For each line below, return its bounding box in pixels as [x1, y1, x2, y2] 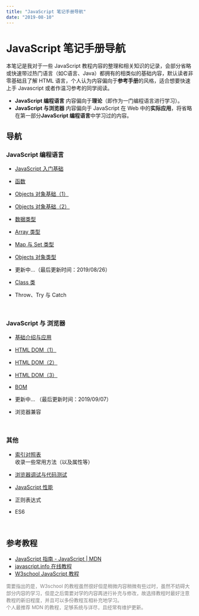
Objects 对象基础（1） [14, 191, 70, 198]
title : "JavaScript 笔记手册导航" [6, 8, 86, 15]
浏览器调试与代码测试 [14, 470, 67, 478]
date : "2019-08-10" [6, 14, 55, 20]
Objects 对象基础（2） [14, 203, 70, 210]
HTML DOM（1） [14, 346, 56, 353]
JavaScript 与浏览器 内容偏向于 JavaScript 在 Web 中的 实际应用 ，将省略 [14, 105, 192, 112]
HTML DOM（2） [14, 359, 58, 366]
